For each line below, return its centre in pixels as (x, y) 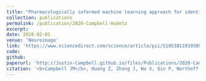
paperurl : (19, 63)
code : (13, 52)
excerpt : (17, 29)
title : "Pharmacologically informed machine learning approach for (94, 12)
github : (16, 57)
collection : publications (39, 18)
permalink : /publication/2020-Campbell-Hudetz (67, 23)
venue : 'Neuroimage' (33, 40)
